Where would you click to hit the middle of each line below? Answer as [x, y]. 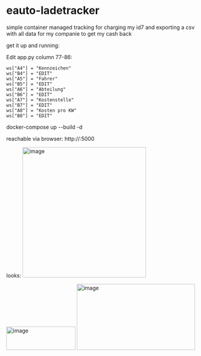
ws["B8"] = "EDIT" [29, 115]
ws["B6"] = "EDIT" [29, 94]
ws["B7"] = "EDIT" [29, 105]
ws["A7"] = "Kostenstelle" [40, 100]
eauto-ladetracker [53, 11]
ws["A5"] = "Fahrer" [32, 79]
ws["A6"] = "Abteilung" [36, 89]
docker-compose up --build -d [44, 127]
